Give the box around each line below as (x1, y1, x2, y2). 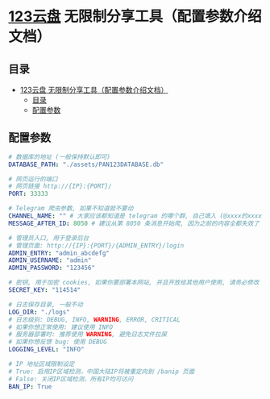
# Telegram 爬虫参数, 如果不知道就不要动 (8, 205, 134, 213)
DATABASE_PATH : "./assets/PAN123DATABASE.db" (8, 160, 164, 168)
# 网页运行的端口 (8, 175, 58, 183)
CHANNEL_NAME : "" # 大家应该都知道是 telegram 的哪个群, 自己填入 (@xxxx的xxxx (8, 212, 262, 220)
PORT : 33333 (8, 190, 48, 198)
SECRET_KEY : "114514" (8, 286, 81, 294)
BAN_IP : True (8, 382, 52, 391)
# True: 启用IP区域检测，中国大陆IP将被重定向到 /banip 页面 (8, 368, 195, 376)
